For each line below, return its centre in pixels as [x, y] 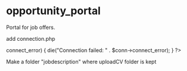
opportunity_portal [54, 11]
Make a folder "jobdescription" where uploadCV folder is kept [81, 62]
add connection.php [31, 38]
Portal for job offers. [30, 27]
